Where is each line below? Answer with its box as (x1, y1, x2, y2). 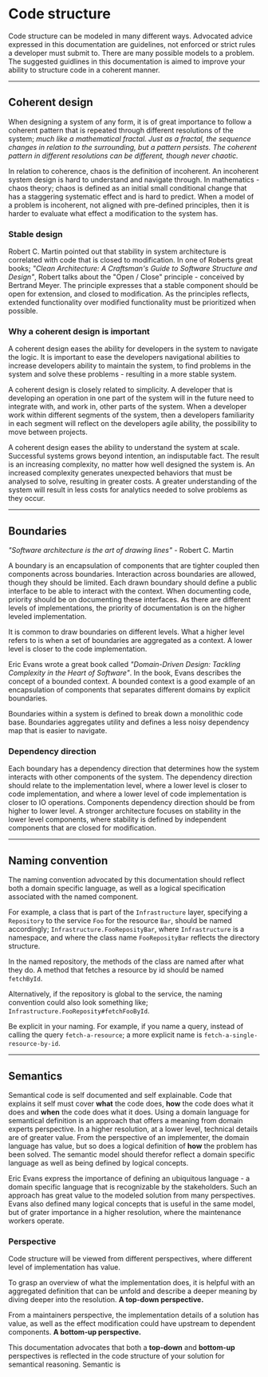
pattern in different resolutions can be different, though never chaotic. (8, 151, 239, 160)
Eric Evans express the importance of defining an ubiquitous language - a (8, 1174, 250, 1183)
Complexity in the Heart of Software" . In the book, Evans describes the (8, 668, 242, 678)
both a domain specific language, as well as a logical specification (8, 883, 226, 894)
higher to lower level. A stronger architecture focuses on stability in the (8, 807, 242, 816)
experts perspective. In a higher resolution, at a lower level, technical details (8, 1124, 258, 1134)
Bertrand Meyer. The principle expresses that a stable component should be (8, 281, 258, 290)
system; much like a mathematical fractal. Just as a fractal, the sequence (8, 133, 251, 144)
